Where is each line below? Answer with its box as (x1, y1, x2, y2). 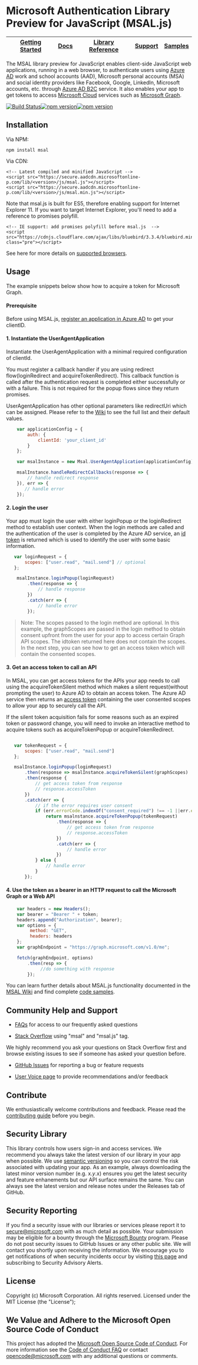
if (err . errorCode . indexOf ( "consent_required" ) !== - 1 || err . (35, 808, 192, 814)
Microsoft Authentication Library (6, 4, 170, 18)
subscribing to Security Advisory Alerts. (6, 1259, 103, 1266)
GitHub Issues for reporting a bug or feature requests (14, 1062, 144, 1069)
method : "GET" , (29, 928, 67, 934)
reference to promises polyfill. (6, 212, 79, 219)
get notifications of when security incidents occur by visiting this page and (6, 1252, 187, 1260)
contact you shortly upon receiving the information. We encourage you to (6, 1246, 184, 1254)
